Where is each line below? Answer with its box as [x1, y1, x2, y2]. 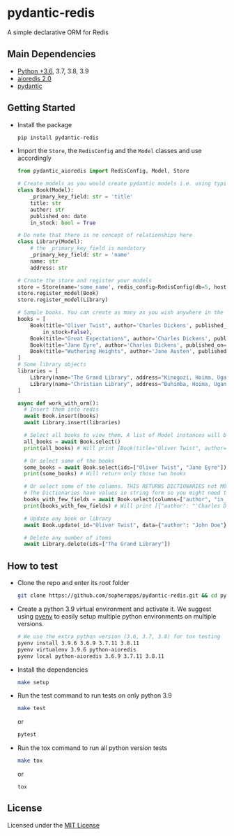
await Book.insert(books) [24, 412, 99, 420]
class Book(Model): [17, 187, 75, 194]
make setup [17, 679, 49, 686]
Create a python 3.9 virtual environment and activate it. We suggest [17, 605, 212, 613]
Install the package [17, 120, 72, 129]
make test [17, 705, 47, 712]
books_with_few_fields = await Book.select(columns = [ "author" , [24, 496, 211, 503]
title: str [30, 199, 62, 207]
